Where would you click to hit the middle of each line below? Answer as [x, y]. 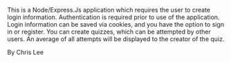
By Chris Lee [25, 52]
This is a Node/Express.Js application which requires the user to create [109, 10]
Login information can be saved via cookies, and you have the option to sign [116, 24]
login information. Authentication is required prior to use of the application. [113, 17]
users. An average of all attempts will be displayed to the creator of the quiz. [116, 39]
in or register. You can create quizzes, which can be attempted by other [109, 32]
